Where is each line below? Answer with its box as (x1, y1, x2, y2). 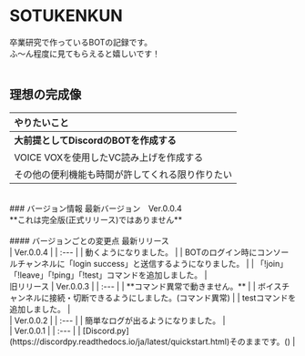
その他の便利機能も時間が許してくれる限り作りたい (14, 168, 233, 180)
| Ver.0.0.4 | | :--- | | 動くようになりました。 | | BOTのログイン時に (9, 247, 258, 258)
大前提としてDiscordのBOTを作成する (14, 134, 177, 147)
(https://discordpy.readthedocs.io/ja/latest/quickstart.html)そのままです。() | (9, 336, 296, 347)
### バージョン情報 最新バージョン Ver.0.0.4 (9, 202, 182, 214)
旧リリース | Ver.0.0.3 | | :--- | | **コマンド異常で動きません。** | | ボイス (9, 280, 282, 291)
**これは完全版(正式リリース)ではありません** (9, 214, 183, 225)
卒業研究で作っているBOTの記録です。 (9, 36, 153, 47)
